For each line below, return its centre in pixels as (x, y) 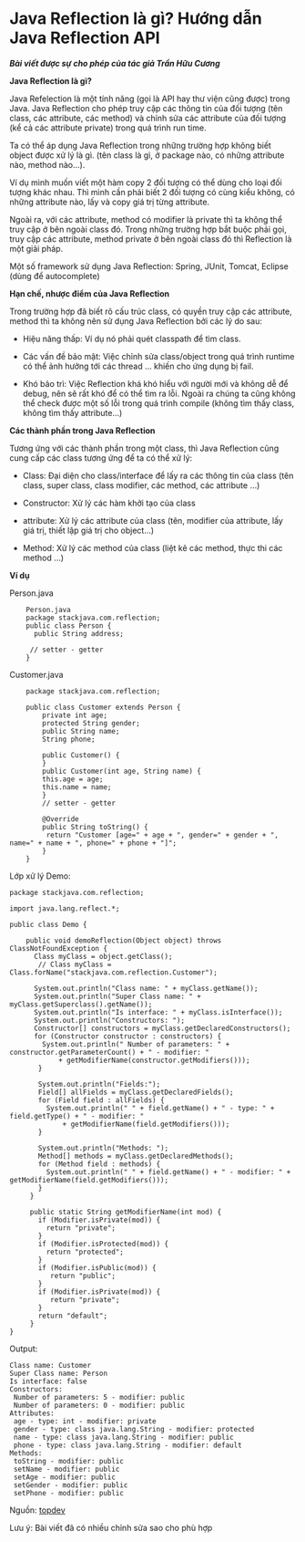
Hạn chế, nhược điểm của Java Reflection (90, 293)
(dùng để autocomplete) (55, 276)
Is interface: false (49, 1381)
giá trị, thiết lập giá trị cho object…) (88, 530)
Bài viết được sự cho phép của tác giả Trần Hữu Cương (115, 63)
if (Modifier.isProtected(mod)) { (103, 1244)
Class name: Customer (51, 1365)
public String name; (81, 731)
